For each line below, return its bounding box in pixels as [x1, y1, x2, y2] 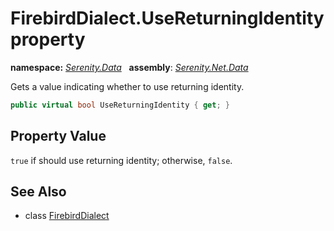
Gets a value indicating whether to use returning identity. [10, 80, 245, 92]
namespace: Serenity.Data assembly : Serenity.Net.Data [10, 61, 249, 73]
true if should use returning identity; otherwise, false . [10, 154, 233, 166]
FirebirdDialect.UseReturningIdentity [10, 7, 325, 30]
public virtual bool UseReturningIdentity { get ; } [10, 100, 230, 110]
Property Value [10, 128, 107, 145]
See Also [10, 183, 67, 201]
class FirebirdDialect [24, 210, 110, 222]
